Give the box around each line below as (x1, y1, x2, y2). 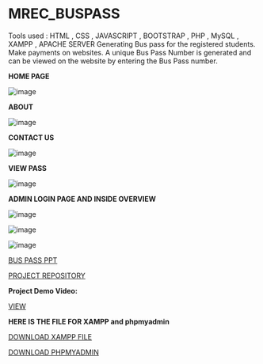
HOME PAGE (8, 71, 50, 81)
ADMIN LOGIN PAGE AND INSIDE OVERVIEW (8, 194, 157, 203)
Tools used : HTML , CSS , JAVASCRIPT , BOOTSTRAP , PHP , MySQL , (8, 31, 239, 40)
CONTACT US (8, 132, 55, 142)
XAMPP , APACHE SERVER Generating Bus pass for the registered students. (8, 39, 256, 48)
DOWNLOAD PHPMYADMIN (8, 347, 99, 357)
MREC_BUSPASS (8, 5, 120, 23)
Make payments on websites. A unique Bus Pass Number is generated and (8, 47, 252, 57)
